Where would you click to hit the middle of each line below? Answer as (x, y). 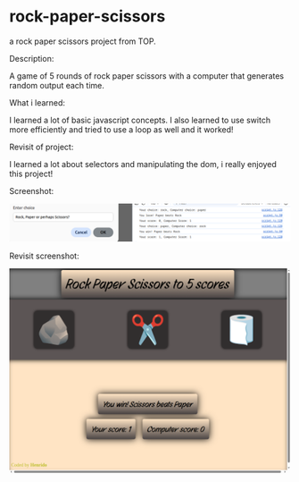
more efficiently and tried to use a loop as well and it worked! (121, 129)
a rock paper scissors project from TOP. (83, 41)
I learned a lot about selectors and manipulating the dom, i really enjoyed (143, 164)
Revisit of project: (42, 147)
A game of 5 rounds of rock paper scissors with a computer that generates (146, 76)
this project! (31, 173)
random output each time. (57, 85)
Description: (32, 58)
